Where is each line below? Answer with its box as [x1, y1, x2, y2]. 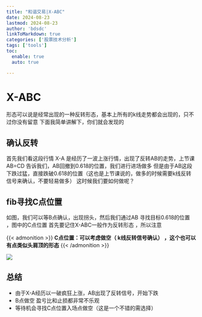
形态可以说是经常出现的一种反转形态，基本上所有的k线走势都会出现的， [6, 111, 184, 118]
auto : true [11, 59, 39, 65]
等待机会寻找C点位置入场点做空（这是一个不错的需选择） [14, 304, 157, 312]
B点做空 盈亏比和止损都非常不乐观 [14, 297, 99, 304]
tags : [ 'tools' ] [6, 43, 47, 49]
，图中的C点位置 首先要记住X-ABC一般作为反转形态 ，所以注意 [6, 221, 162, 229]
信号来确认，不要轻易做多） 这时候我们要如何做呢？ [6, 177, 134, 185]
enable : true [11, 54, 45, 60]
